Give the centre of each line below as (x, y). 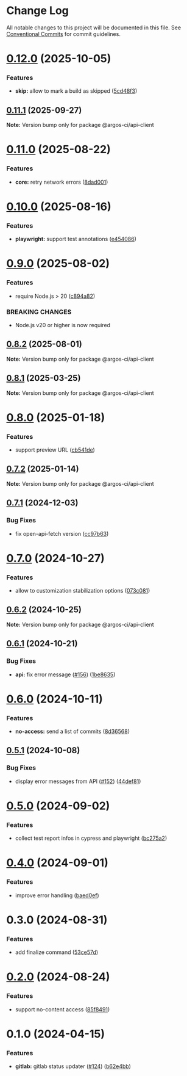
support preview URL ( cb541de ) (55, 450)
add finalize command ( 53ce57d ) (57, 952)
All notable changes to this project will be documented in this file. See (94, 27)
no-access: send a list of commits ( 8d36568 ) (72, 731)
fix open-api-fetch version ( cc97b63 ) (62, 533)
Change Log (37, 11)
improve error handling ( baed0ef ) (57, 895)
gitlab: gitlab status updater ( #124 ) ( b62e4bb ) (73, 1066)
